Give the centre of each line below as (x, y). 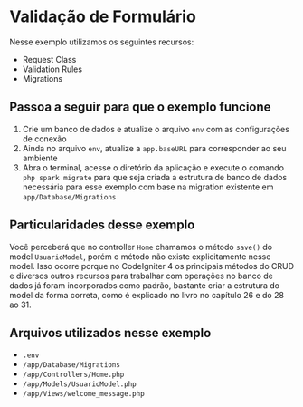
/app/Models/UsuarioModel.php (80, 384)
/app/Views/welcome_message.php (83, 394)
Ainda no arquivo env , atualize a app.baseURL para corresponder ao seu (154, 148)
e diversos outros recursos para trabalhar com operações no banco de (141, 276)
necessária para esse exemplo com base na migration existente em (148, 187)
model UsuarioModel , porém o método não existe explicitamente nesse (140, 257)
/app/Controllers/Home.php (73, 375)
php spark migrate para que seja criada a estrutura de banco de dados (155, 177)
